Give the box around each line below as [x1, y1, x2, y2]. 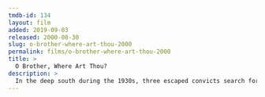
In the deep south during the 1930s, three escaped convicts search [15, 77, 245, 84]
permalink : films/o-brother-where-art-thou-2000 [8, 48, 171, 56]
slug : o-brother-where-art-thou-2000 [8, 41, 132, 48]
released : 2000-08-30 [8, 33, 80, 41]
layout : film [8, 19, 51, 27]
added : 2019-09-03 [8, 26, 69, 34]
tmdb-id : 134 [8, 11, 51, 20]
